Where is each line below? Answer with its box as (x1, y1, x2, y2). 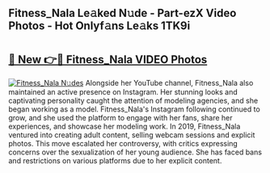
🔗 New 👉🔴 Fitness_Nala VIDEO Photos (8, 53, 208, 66)
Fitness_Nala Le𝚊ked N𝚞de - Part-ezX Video (8, 6, 237, 20)
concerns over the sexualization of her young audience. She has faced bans (8, 147, 263, 157)
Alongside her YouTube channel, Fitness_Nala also (85, 78, 254, 87)
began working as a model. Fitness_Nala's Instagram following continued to (8, 104, 260, 114)
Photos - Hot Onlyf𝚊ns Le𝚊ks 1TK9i (8, 19, 191, 33)
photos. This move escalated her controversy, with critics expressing (8, 139, 238, 148)
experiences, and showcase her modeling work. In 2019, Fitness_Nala (8, 121, 241, 131)
